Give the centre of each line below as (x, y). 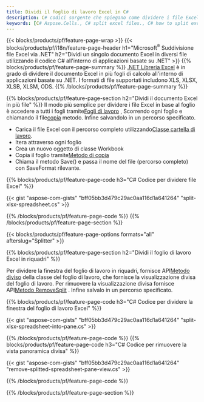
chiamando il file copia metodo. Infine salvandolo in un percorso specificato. (101, 118)
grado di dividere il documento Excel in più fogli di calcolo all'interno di (95, 74)
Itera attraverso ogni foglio (48, 142)
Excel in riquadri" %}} (33, 259)
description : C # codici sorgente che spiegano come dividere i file (95, 18)
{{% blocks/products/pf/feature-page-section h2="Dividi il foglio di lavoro (99, 253)
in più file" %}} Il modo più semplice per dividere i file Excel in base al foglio (101, 105)
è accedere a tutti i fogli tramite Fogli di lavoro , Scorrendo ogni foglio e (94, 111)
